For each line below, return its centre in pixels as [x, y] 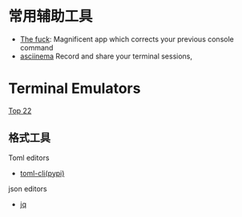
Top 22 [20, 111]
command [36, 47]
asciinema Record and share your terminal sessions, [106, 56]
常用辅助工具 [51, 16]
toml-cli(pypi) [42, 173]
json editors [28, 188]
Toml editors [29, 158]
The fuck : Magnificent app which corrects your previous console [127, 39]
